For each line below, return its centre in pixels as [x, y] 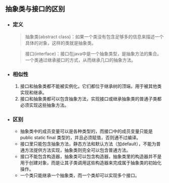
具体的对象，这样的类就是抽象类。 [61, 43]
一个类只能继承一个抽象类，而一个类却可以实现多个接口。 [80, 175]
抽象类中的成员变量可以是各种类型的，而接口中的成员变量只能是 [86, 131]
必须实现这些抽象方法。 [44, 105]
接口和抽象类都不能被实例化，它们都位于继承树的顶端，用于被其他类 [91, 86]
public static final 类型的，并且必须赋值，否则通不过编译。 [80, 138]
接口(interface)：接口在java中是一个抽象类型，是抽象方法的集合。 [93, 53]
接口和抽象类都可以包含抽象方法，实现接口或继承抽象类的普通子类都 [91, 99]
